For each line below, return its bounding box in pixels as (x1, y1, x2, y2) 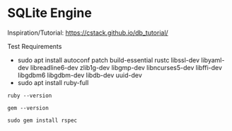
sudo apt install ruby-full (17, 78, 89, 86)
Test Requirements (7, 42, 62, 50)
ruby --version (7, 92, 52, 99)
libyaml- (201, 55, 225, 64)
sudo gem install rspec (7, 117, 78, 124)
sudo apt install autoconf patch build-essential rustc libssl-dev (17, 55, 200, 64)
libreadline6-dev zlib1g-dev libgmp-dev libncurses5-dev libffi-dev (30, 63, 223, 72)
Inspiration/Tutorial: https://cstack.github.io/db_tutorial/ (7, 28, 168, 37)
